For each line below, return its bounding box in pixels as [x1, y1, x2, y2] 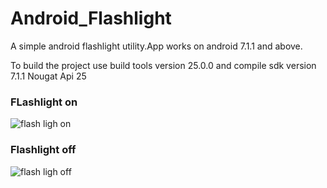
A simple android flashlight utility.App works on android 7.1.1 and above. [10, 40, 303, 52]
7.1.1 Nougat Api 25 [10, 70, 87, 82]
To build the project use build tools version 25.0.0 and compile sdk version [10, 59, 317, 71]
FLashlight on [10, 95, 78, 109]
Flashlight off [10, 143, 77, 157]
